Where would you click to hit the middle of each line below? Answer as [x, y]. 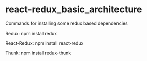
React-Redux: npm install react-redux [45, 43]
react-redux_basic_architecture [74, 9]
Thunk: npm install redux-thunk [38, 53]
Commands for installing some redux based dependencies [67, 23]
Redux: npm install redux [31, 33]
